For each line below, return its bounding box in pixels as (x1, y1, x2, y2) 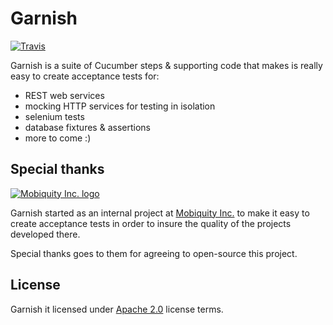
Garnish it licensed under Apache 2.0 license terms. (10, 303, 224, 315)
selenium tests (24, 110, 85, 122)
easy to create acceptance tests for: (10, 70, 160, 82)
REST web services (24, 89, 105, 101)
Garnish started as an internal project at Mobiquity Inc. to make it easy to (10, 207, 310, 219)
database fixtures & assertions (24, 121, 151, 133)
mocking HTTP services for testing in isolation (24, 100, 216, 112)
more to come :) (24, 132, 92, 144)
